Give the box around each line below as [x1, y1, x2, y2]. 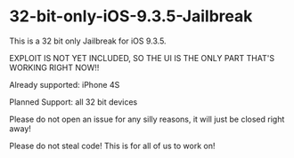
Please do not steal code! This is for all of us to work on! [9, 140, 216, 151]
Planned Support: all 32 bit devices [9, 96, 138, 107]
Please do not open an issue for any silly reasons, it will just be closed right [9, 114, 285, 124]
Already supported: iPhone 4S [9, 79, 120, 90]
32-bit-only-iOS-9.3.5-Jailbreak [9, 6, 253, 27]
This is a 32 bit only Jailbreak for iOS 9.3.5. [9, 36, 167, 46]
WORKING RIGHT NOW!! [9, 62, 100, 73]
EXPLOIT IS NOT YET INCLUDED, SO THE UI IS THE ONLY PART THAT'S [9, 52, 274, 63]
